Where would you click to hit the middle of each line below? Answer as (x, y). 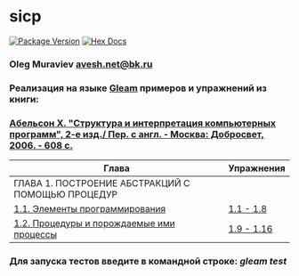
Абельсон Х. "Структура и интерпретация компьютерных (142, 123)
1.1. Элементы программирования (90, 209)
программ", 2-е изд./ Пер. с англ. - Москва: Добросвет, (137, 134)
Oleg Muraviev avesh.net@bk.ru (81, 64)
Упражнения (257, 168)
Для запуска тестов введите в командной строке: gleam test (148, 261)
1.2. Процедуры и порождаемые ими (94, 223)
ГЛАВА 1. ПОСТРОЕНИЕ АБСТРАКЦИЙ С (102, 183)
